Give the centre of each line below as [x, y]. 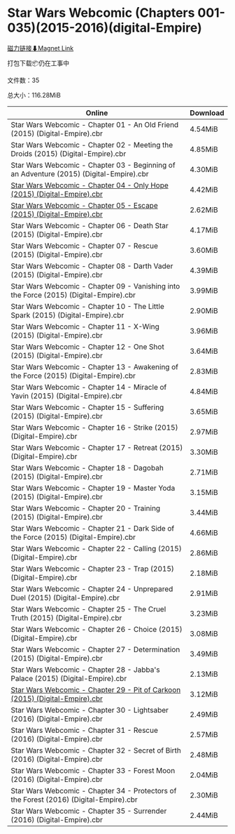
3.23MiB [204, 614]
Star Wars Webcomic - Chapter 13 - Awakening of [94, 366]
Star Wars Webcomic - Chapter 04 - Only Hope [90, 185]
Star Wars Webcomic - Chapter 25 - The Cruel [88, 609]
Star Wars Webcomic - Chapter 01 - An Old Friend [95, 124]
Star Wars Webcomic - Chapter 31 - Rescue [85, 730]
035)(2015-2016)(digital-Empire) [105, 28]
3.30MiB [204, 452]
